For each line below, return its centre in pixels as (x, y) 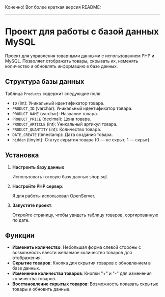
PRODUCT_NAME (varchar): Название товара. (55, 113)
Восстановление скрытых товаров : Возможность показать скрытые (85, 284)
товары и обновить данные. (41, 289)
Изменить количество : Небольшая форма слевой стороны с (77, 247)
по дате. (21, 220)
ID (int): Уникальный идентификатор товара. (58, 103)
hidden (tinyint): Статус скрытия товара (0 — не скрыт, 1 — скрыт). (81, 139)
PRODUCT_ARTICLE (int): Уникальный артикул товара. (65, 124)
